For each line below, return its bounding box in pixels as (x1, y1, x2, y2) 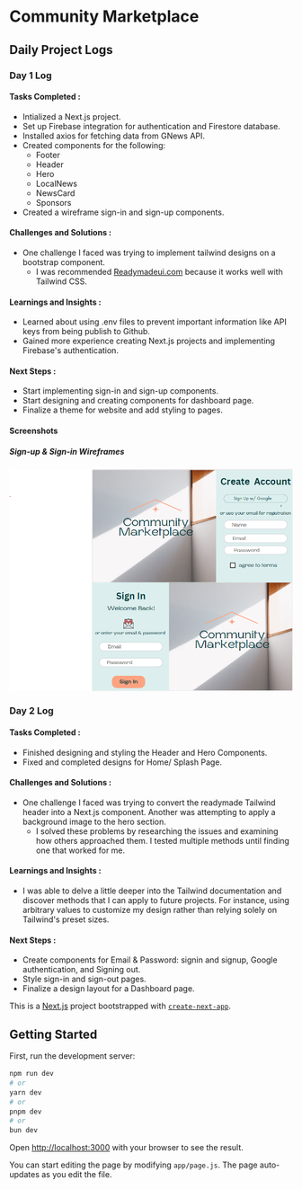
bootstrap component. (22, 256, 106, 267)
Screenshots (9, 425, 58, 436)
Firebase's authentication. (22, 345, 120, 356)
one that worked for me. (35, 845, 126, 856)
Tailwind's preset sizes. (22, 914, 110, 925)
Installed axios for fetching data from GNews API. (22, 130, 205, 141)
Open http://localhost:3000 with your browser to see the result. (9, 1142, 244, 1153)
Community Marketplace (9, 6, 200, 27)
